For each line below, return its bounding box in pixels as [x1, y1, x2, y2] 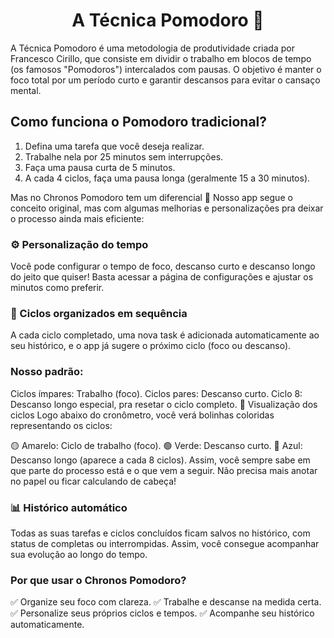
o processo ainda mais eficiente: [10, 212, 145, 224]
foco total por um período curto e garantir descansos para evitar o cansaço [10, 74, 321, 86]
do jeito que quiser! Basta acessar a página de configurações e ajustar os [10, 271, 314, 283]
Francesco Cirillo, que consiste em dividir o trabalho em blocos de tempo [10, 52, 312, 64]
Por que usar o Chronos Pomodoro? [10, 573, 187, 587]
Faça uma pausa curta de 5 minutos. [24, 161, 176, 173]
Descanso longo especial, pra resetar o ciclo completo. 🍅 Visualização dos [10, 398, 318, 410]
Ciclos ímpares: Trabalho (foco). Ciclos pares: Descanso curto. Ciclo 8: [10, 387, 303, 399]
